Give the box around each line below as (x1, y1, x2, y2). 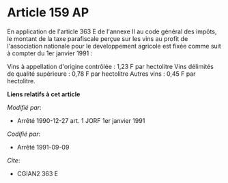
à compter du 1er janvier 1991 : (7, 49, 93, 57)
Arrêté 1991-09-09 (16, 143, 70, 151)
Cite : (7, 156, 20, 165)
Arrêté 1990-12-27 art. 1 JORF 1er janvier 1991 (16, 116, 145, 124)
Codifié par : (7, 130, 41, 138)
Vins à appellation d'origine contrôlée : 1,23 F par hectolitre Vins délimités (7, 62, 214, 70)
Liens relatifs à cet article (7, 90, 81, 98)
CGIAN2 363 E (16, 169, 59, 178)
